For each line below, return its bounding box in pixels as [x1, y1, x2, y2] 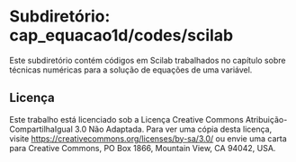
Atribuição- [245, 114, 288, 124]
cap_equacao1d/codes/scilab [9, 25, 234, 46]
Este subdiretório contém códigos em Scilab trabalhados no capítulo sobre [9, 55, 286, 65]
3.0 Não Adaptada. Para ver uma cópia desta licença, [75, 124, 273, 134]
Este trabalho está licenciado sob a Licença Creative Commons [9, 114, 245, 124]
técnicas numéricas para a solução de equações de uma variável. [9, 64, 253, 75]
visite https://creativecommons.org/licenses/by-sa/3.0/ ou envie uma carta [9, 132, 288, 144]
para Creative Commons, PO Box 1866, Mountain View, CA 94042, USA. [9, 142, 276, 153]
